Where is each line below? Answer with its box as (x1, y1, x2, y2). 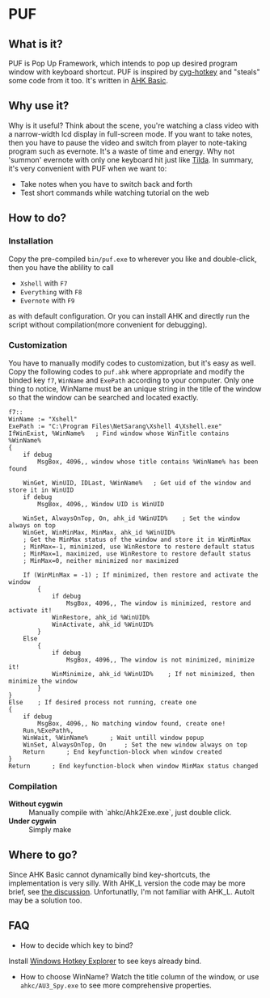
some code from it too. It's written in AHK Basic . (8, 76, 168, 85)
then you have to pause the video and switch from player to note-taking (8, 137, 247, 147)
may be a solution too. (8, 895, 82, 905)
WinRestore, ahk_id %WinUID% (51, 613, 150, 621)
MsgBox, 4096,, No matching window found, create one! (37, 719, 226, 728)
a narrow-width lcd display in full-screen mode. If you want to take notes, (8, 129, 253, 138)
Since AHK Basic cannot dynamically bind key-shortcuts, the (8, 869, 211, 879)
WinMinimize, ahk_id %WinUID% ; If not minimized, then (51, 670, 255, 678)
